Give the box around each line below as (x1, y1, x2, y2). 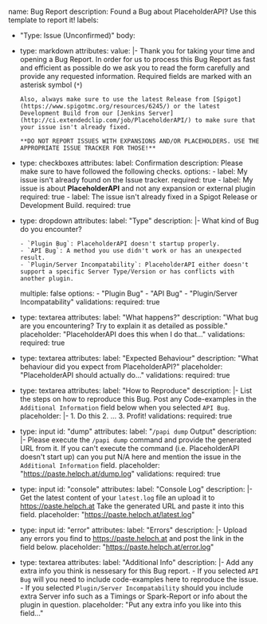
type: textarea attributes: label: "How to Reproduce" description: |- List (19, 386, 253, 395)
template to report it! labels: (8, 15, 99, 25)
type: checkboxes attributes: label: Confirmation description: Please (19, 159, 243, 167)
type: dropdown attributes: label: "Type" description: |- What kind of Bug (19, 216, 259, 226)
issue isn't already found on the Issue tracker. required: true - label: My (19, 175, 253, 184)
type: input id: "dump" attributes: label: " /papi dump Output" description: (19, 426, 257, 436)
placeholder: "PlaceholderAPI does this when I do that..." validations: (19, 330, 245, 339)
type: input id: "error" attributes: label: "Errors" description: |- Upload (19, 525, 247, 535)
